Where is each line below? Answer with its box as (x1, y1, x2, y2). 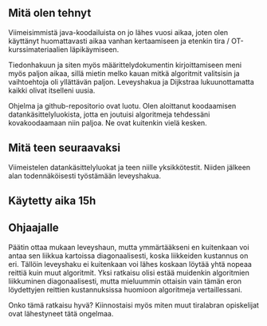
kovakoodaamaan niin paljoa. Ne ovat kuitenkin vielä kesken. (8, 117, 207, 127)
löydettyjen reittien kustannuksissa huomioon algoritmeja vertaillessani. (8, 284, 243, 294)
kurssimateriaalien (8, 44, 69, 54)
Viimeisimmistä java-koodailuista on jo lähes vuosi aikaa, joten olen (8, 27, 229, 37)
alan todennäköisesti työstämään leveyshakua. (8, 171, 162, 181)
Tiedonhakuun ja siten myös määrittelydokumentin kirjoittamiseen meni (8, 60, 241, 70)
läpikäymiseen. (69, 44, 120, 54)
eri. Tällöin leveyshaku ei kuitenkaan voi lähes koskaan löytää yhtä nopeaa (8, 259, 253, 268)
